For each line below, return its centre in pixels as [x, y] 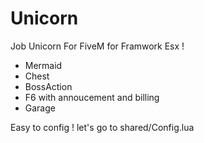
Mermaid [43, 65]
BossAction [48, 86]
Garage [40, 108]
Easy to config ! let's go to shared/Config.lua [102, 127]
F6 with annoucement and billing [92, 97]
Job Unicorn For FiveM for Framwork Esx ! [97, 46]
